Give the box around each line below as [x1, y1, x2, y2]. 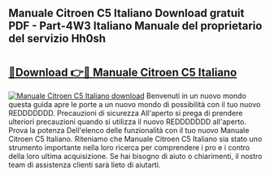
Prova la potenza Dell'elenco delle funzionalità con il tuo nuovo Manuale [8, 126, 250, 135]
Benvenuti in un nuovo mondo [146, 91, 246, 101]
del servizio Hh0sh [8, 32, 107, 45]
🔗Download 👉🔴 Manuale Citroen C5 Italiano [8, 65, 237, 79]
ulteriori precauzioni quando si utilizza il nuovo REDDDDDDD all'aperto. [8, 117, 246, 127]
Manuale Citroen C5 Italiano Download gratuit [8, 6, 245, 20]
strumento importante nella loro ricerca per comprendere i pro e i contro [8, 143, 250, 152]
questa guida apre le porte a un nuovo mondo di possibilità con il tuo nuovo [8, 100, 261, 109]
